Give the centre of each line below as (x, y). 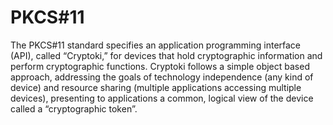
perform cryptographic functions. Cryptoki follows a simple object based (160, 66)
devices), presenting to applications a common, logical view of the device (162, 98)
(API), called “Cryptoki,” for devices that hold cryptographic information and (166, 55)
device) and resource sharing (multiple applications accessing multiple (156, 87)
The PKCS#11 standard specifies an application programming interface (156, 45)
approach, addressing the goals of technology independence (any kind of (162, 77)
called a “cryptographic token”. (74, 108)
